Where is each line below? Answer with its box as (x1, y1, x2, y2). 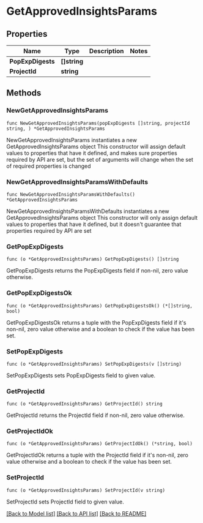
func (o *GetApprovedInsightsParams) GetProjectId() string (6, 401, 163, 407)
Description (89, 47, 124, 55)
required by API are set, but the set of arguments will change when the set (6, 156, 194, 163)
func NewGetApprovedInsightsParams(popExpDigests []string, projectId (6, 120, 190, 126)
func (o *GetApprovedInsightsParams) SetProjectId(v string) (6, 487, 166, 494)
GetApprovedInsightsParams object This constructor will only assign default (6, 214, 198, 221)
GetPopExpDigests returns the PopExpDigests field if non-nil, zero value (6, 267, 188, 274)
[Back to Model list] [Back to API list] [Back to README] (6, 510, 147, 517)
